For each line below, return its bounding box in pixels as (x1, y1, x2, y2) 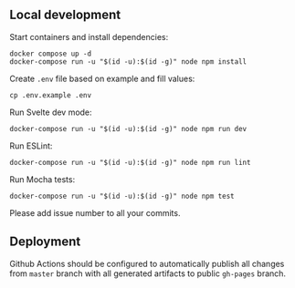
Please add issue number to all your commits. (9, 207, 181, 218)
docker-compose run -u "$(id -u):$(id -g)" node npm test (9, 191, 235, 201)
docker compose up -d (9, 49, 92, 58)
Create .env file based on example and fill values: (9, 73, 195, 84)
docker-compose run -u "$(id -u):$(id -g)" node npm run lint (9, 158, 251, 167)
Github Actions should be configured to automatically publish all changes (9, 258, 285, 269)
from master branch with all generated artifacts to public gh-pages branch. (9, 268, 286, 279)
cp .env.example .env (9, 90, 92, 99)
